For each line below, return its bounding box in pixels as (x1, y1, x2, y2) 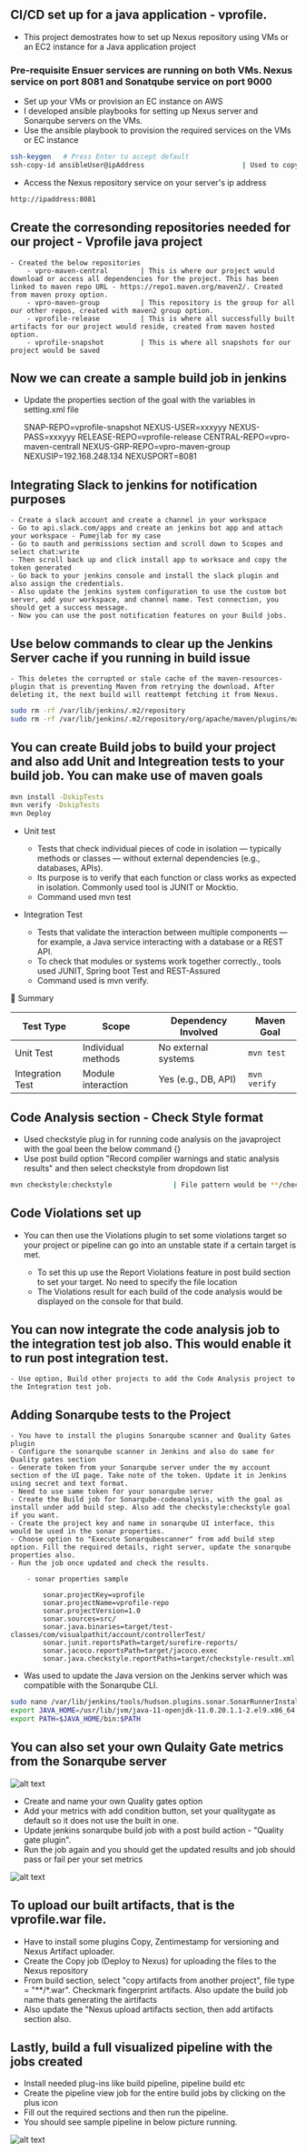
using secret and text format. (10, 1479, 129, 1489)
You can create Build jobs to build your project (10, 740, 276, 755)
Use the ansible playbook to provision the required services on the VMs (23, 125, 291, 136)
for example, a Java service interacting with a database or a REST (36, 936, 284, 947)
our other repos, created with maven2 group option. (10, 306, 214, 315)
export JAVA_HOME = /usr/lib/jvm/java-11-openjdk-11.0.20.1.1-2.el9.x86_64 (10, 1706, 296, 1715)
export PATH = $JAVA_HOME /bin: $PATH (10, 1714, 142, 1723)
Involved (179, 1026, 219, 1038)
